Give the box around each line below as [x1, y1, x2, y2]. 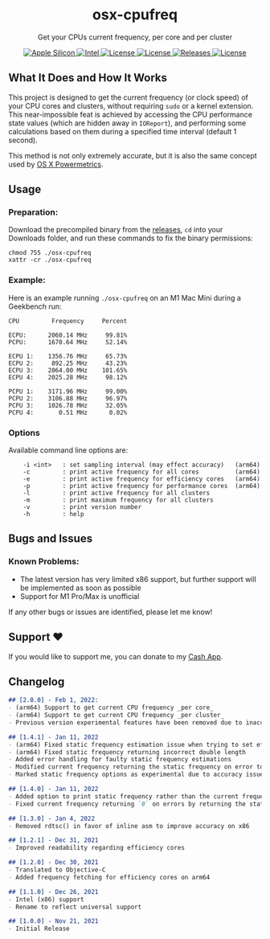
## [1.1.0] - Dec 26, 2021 [8, 888, 99, 896]
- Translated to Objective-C [8, 866, 106, 874]
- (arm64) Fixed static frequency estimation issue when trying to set [8, 740, 253, 748]
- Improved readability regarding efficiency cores [8, 844, 185, 852]
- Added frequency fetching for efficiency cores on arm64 [8, 873, 211, 881]
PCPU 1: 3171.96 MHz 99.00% [8, 387, 128, 396]
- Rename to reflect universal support [8, 903, 142, 911]
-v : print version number [22, 503, 142, 511]
